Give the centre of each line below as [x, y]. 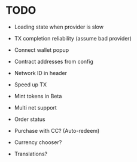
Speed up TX [31, 85]
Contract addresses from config [54, 61]
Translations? [31, 154]
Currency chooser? [38, 142]
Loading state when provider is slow [59, 27]
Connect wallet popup [42, 50]
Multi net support [36, 107]
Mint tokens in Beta [38, 96]
